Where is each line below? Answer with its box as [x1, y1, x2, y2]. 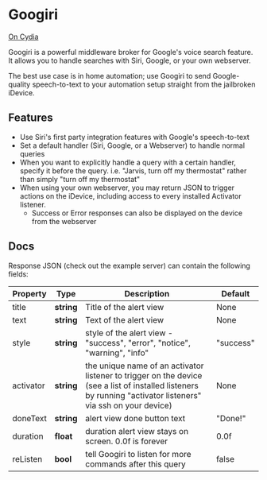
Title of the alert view [85, 301, 164, 312]
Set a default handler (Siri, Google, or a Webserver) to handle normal [19, 141, 245, 150]
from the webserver [31, 216, 97, 226]
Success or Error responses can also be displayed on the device [31, 208, 243, 218]
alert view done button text [85, 412, 186, 424]
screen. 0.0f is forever [85, 435, 168, 447]
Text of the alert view [85, 314, 164, 325]
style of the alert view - [85, 327, 173, 339]
